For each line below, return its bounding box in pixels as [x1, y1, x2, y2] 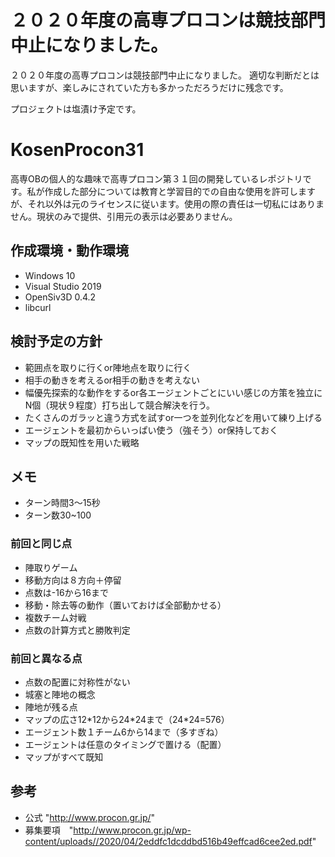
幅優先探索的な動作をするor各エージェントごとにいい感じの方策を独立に [24, 386, 323, 398]
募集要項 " [24, 824, 74, 836]
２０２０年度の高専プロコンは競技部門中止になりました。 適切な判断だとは [10, 69, 320, 81]
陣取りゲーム [24, 561, 78, 573]
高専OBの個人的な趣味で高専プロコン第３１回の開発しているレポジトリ [10, 172, 303, 185]
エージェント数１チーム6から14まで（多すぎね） [24, 726, 224, 738]
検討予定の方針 [10, 333, 103, 350]
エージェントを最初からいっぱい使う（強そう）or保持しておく [24, 424, 279, 436]
